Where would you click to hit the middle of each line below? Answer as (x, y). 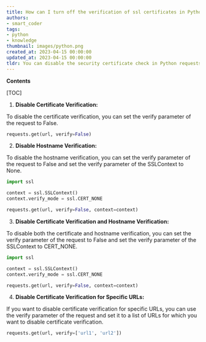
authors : (17, 18)
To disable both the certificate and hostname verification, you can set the (99, 233)
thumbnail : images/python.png (45, 47)
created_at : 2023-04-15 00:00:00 (49, 52)
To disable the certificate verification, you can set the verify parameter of (99, 116)
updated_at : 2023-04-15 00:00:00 (49, 58)
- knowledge (21, 40)
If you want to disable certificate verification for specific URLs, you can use (101, 309)
